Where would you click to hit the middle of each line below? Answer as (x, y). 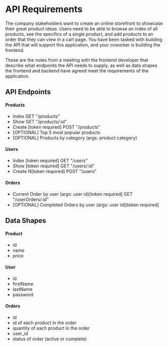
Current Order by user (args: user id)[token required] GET (73, 194)
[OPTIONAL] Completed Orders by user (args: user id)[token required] (86, 205)
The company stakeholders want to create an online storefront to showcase (84, 23)
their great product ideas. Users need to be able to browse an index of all (81, 28)
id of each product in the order (45, 323)
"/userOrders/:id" (31, 199)
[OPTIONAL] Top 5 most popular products (56, 132)
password (23, 294)
